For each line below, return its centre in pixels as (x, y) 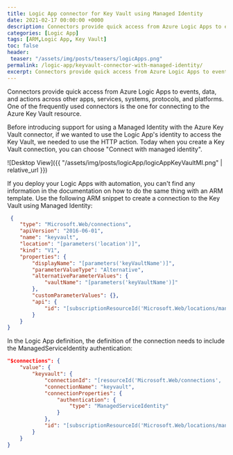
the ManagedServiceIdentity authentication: (70, 348)
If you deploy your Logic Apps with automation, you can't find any (101, 183)
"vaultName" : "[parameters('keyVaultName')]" (111, 283)
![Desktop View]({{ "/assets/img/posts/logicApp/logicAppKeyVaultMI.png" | (115, 162)
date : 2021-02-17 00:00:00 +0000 (55, 20)
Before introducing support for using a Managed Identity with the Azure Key (115, 127)
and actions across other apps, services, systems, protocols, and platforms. (115, 98)
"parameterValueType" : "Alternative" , (88, 270)
